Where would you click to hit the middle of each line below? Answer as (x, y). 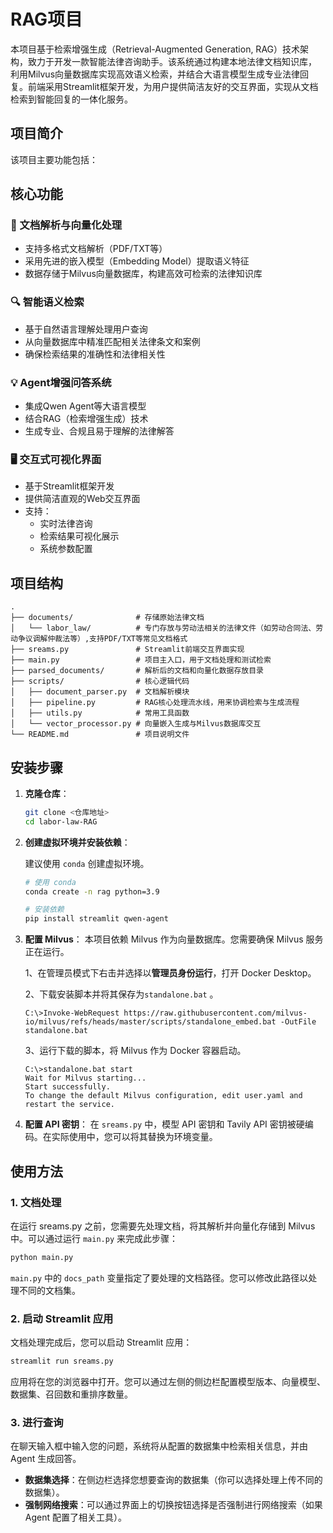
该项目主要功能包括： (54, 159)
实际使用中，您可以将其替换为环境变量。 (134, 1137)
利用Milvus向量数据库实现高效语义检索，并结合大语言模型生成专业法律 (155, 74)
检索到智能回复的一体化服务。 (71, 99)
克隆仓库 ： (47, 793)
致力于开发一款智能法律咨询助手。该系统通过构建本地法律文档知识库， (172, 61)
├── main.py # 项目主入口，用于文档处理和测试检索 (141, 660)
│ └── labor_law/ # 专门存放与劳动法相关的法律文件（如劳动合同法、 (163, 628)
